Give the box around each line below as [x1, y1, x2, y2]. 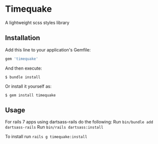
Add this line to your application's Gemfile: [5, 47, 91, 52]
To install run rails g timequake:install [5, 134, 87, 140]
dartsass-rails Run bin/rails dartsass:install [5, 124, 104, 130]
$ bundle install [5, 74, 41, 79]
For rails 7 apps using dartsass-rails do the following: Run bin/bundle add [5, 119, 154, 125]
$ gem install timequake [5, 93, 56, 97]
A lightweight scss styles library [5, 20, 70, 25]
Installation [5, 34, 40, 42]
